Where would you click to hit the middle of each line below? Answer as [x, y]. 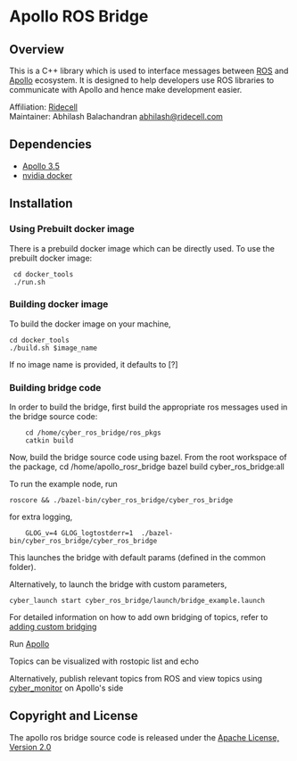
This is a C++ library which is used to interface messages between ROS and [149, 70]
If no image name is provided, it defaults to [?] [94, 364]
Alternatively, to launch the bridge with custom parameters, [118, 584]
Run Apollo [29, 644]
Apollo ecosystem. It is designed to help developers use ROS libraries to [142, 80]
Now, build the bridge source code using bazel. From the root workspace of [148, 458]
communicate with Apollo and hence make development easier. [126, 90]
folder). [23, 567]
